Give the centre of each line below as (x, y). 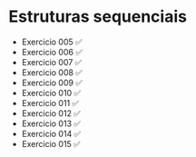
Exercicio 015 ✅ (51, 143)
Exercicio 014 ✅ (51, 133)
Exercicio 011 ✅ (50, 103)
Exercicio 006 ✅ (52, 52)
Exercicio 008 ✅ (52, 72)
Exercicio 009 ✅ (52, 83)
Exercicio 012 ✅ (51, 113)
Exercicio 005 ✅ (52, 42)
